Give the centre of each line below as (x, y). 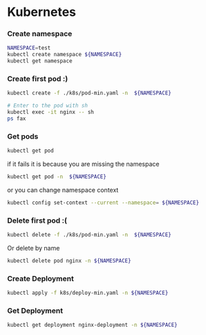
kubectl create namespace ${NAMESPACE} (65, 55)
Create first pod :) (38, 79)
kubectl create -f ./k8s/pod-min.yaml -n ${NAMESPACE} (89, 93)
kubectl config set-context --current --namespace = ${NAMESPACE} (103, 203)
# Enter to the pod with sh (48, 106)
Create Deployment (40, 278)
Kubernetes (42, 12)
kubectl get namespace (40, 61)
